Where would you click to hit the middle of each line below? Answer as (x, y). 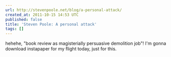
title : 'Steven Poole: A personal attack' (51, 24)
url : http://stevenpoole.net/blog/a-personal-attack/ (64, 10)
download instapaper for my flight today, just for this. (61, 49)
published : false (24, 19)
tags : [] (15, 29)
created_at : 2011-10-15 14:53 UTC (42, 15)
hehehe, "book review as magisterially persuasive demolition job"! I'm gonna (86, 43)
